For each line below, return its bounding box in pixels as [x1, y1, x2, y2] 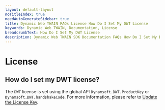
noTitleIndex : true [5, 12, 45, 17]
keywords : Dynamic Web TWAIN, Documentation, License [5, 26, 118, 31]
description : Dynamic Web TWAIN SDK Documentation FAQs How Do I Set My [5, 35, 157, 40]
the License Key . [5, 99, 39, 105]
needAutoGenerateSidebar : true [5, 16, 69, 21]
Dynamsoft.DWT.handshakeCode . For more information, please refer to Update [5, 94, 158, 100]
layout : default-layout [5, 7, 54, 12]
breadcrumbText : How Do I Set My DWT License [5, 30, 100, 35]
